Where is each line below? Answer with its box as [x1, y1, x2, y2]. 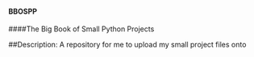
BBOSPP [8, 6, 38, 16]
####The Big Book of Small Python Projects [8, 24, 155, 34]
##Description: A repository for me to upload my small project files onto [8, 40, 247, 50]
